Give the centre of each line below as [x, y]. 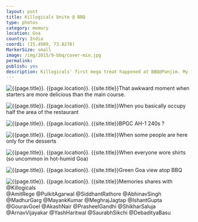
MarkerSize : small [29, 50]
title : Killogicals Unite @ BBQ [46, 17]
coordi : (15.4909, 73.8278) [41, 45]
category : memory [27, 28]
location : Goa [24, 33]
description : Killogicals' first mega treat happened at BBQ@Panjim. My [97, 72]
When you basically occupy [152, 106]
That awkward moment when [154, 88]
